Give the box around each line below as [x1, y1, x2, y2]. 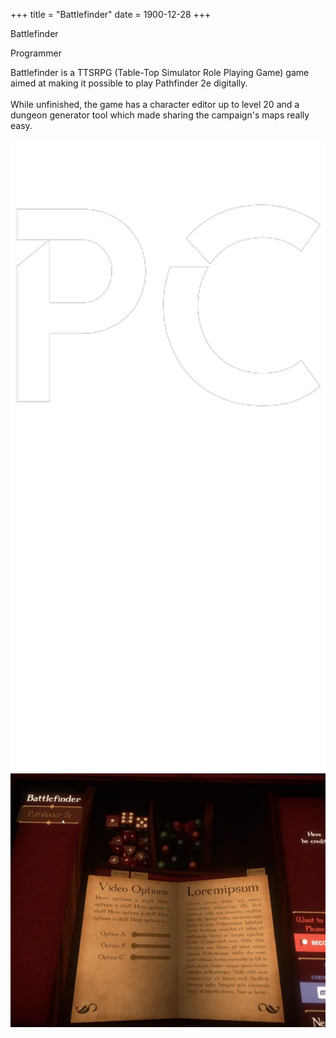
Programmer [10, 47, 63, 59]
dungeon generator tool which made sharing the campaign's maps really [10, 109, 310, 121]
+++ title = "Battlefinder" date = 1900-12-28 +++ [10, 9, 212, 20]
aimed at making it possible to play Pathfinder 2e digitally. [10, 77, 248, 89]
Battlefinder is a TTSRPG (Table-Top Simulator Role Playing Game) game [10, 67, 310, 78]
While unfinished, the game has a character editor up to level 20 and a [10, 99, 300, 110]
